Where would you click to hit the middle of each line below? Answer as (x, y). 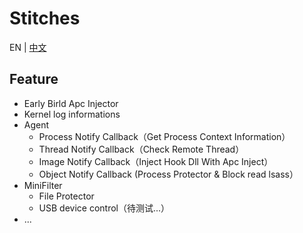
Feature (34, 79)
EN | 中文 (28, 47)
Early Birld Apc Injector (71, 103)
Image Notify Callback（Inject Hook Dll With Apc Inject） (156, 161)
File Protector (66, 196)
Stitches (45, 18)
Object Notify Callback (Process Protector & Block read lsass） (168, 174)
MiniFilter (43, 185)
